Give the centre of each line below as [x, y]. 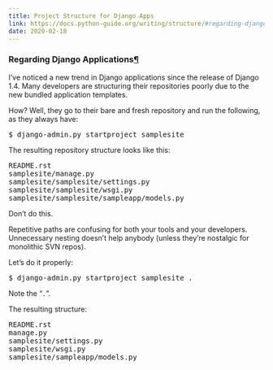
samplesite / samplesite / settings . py [79, 181]
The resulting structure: [48, 309]
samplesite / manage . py [52, 173]
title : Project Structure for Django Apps [81, 16]
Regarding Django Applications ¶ [74, 59]
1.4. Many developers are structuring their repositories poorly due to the [129, 85]
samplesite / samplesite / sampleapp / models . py [96, 198]
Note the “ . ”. [30, 293]
